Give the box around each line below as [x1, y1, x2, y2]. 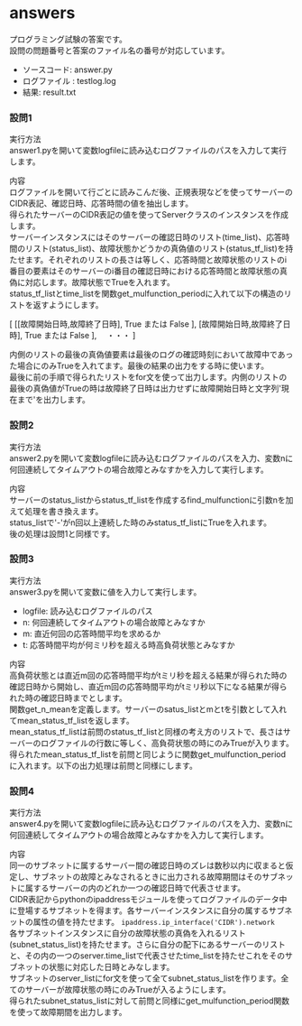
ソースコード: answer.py [22, 64, 113, 75]
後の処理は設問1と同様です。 [9, 528, 115, 539]
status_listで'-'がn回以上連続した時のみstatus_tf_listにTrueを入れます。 [9, 517, 272, 528]
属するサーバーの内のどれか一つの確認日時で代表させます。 [24, 883, 246, 893]
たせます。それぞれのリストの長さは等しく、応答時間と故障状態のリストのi [9, 254, 287, 265]
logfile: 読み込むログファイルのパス [22, 605, 153, 616]
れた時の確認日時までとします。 [9, 692, 128, 703]
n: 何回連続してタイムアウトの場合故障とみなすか [22, 616, 206, 627]
